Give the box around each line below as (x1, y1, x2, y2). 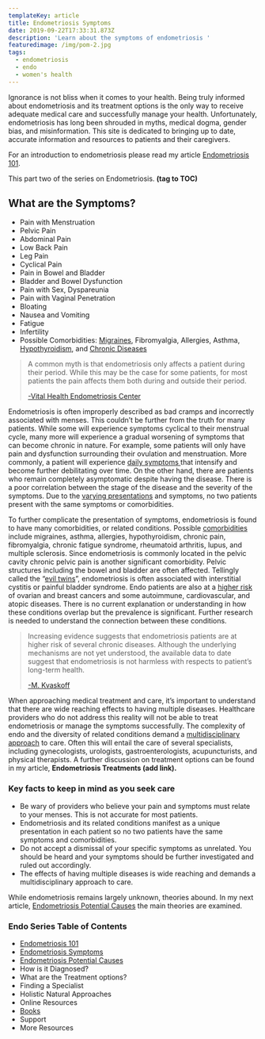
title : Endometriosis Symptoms (8, 19, 112, 27)
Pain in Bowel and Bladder (19, 268, 105, 278)
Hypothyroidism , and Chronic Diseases (19, 344, 148, 354)
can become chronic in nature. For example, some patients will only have (8, 441, 246, 450)
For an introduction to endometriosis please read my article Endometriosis (8, 150, 249, 159)
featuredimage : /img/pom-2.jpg (8, 41, 112, 49)
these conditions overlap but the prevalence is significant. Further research (8, 608, 253, 617)
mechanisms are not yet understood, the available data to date (27, 648, 232, 658)
